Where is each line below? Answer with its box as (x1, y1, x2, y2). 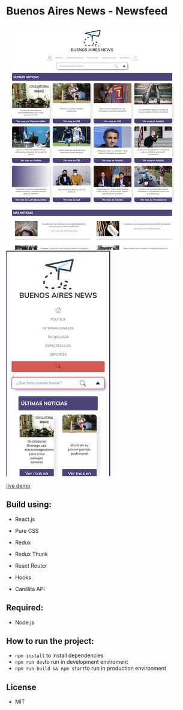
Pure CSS (14, 527, 39, 534)
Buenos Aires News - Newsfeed (6, 4, 168, 18)
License (6, 682, 37, 692)
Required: (6, 602, 44, 613)
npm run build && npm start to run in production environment (14, 665, 166, 672)
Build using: (6, 500, 52, 510)
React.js (14, 515, 35, 523)
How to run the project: (6, 636, 94, 646)
